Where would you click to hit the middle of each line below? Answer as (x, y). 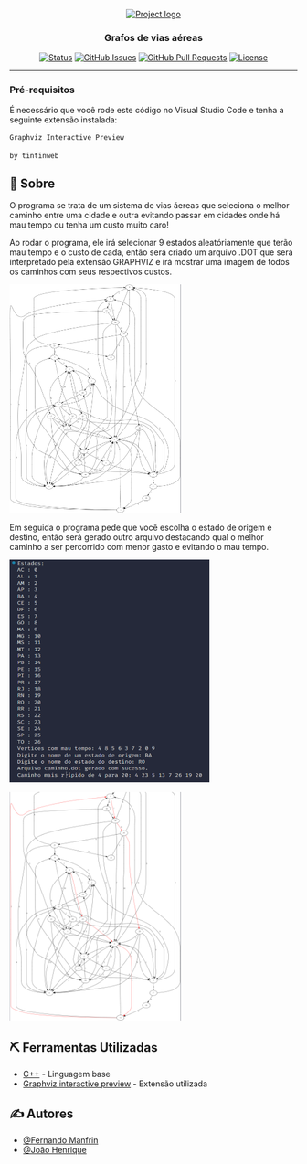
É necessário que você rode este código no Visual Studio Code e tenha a (147, 110)
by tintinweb (34, 155)
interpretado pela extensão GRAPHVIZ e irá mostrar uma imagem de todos (149, 262)
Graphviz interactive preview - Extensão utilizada (115, 1084)
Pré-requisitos (42, 90)
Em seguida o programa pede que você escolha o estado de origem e (141, 528)
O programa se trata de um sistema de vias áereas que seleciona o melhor (149, 206)
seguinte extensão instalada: (64, 120)
